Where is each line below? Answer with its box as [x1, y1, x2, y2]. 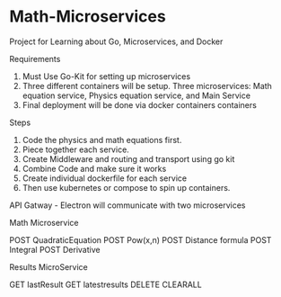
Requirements [9, 53, 61, 64]
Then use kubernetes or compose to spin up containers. [22, 182, 231, 193]
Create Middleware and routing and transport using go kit [22, 153, 235, 164]
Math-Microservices [9, 6, 166, 27]
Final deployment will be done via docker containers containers [22, 99, 258, 110]
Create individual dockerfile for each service [22, 173, 187, 184]
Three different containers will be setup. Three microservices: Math [22, 80, 272, 91]
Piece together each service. [22, 144, 130, 155]
